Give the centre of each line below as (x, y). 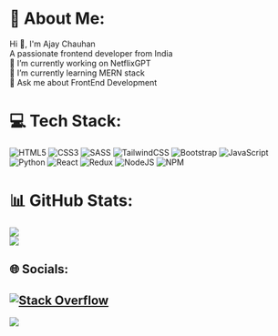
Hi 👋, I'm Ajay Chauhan (52, 44)
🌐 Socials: (39, 269)
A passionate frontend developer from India (91, 53)
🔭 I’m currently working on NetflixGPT (81, 63)
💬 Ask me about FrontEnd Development (83, 82)
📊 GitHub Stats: (72, 201)
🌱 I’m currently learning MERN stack (77, 73)
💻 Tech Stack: (66, 121)
